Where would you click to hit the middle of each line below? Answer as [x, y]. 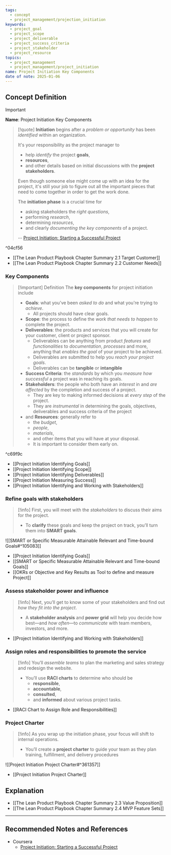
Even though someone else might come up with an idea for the [83, 181]
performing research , [48, 217]
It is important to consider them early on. [76, 444]
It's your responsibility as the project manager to [68, 145]
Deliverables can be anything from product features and [92, 341]
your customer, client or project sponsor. [68, 335]
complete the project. [48, 324]
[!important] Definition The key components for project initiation [85, 287]
